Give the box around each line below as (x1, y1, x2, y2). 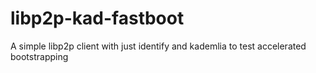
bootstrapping (10, 50, 69, 62)
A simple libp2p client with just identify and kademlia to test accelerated (10, 40, 307, 52)
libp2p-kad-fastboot (10, 7, 185, 30)
